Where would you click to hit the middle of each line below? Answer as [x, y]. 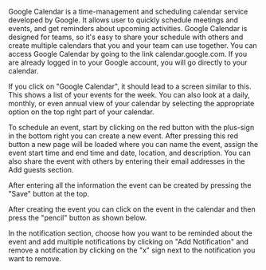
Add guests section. [41, 170]
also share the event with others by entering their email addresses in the [127, 161]
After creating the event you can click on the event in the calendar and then [132, 209]
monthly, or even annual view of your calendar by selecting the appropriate [131, 103]
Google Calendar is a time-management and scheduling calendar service [128, 12]
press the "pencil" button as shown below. [78, 218]
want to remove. [35, 258]
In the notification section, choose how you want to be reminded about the [131, 233]
